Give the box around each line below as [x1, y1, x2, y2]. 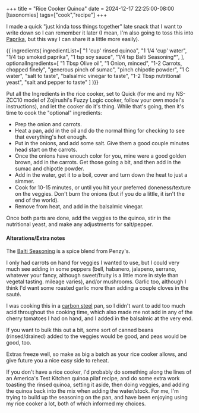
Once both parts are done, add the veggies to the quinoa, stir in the [6, 214, 171, 221]
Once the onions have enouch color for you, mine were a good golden [14, 152, 187, 159]
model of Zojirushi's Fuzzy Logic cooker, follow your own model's [23, 96, 184, 104]
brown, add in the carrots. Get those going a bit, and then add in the [14, 159, 181, 165]
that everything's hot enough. [14, 133, 88, 140]
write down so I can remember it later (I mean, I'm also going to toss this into [6, 29, 194, 36]
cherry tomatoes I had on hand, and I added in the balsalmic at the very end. [6, 315, 193, 322]
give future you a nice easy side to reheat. [6, 357, 109, 364]
